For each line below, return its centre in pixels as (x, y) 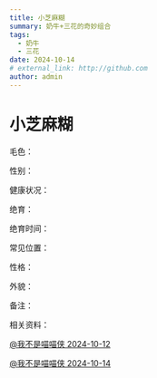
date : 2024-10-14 (42, 60)
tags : (20, 34)
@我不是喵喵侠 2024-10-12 (60, 344)
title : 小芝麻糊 (37, 18)
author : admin (36, 77)
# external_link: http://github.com (78, 69)
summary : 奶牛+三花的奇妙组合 (60, 26)
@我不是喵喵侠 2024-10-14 (60, 363)
